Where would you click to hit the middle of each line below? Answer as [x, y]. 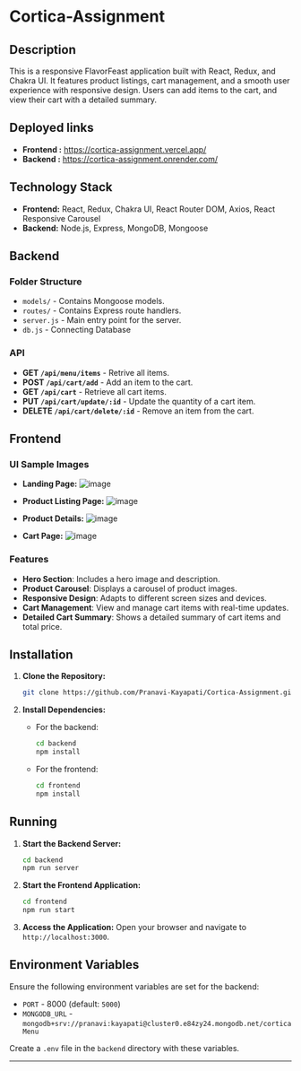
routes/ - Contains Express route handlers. [102, 310]
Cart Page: [43, 536]
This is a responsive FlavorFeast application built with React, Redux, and [142, 71]
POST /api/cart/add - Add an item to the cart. [107, 382]
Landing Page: [50, 484]
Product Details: [53, 518]
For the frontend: [67, 770]
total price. [42, 626]
